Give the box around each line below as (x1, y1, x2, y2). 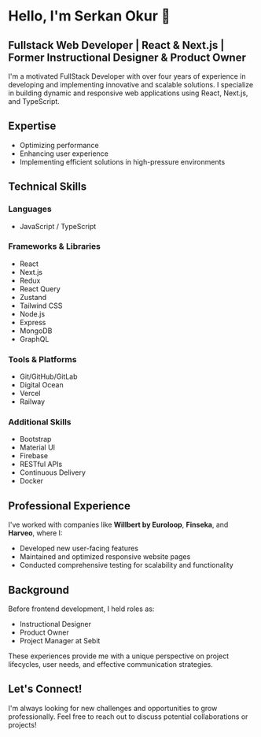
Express (19, 317, 46, 327)
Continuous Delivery (19, 468, 86, 477)
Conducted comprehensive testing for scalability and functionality (19, 561, 233, 570)
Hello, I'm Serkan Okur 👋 (8, 7, 171, 25)
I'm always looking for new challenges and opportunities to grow (8, 703, 218, 713)
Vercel (19, 389, 41, 398)
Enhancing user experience (19, 149, 108, 158)
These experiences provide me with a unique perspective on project (8, 651, 230, 661)
